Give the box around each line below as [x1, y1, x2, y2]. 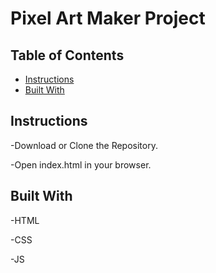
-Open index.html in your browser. [10, 158, 152, 171]
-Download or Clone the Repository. [10, 139, 158, 151]
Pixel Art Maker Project [10, 7, 206, 30]
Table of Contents [10, 47, 125, 64]
